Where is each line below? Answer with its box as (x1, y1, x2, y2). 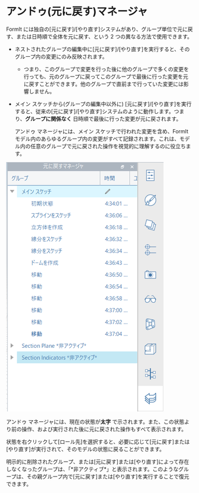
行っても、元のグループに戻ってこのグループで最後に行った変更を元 (23, 73, 188, 80)
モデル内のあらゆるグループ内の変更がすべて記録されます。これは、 (14, 135, 180, 142)
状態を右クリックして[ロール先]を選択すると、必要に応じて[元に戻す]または (6, 438, 190, 445)
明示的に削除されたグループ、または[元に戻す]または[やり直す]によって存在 (6, 458, 190, 465)
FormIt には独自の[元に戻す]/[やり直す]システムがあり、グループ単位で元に (6, 25, 188, 33)
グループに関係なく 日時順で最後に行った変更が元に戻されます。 (25, 115, 182, 122)
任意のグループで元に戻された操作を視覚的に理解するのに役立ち (30, 142, 186, 149)
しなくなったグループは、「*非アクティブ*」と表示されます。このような (6, 465, 179, 472)
